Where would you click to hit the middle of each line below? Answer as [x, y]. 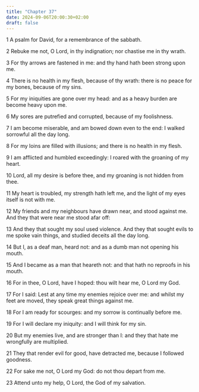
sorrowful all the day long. [38, 134]
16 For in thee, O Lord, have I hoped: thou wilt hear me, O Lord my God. [93, 283]
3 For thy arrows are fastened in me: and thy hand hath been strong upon [96, 63]
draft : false [22, 23]
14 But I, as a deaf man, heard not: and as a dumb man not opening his [93, 247]
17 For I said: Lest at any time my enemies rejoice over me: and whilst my [95, 294]
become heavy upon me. [37, 105]
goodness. [19, 360]
